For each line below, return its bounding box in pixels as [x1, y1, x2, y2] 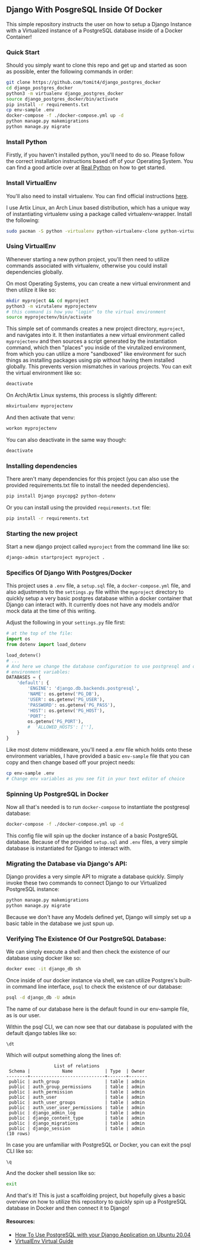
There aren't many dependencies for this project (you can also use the [6, 476, 179, 483]
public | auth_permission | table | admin [8, 1089, 145, 1095]
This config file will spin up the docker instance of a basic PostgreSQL [6, 832, 179, 839]
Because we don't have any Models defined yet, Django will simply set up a [6, 913, 192, 920]
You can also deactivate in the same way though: [6, 436, 127, 443]
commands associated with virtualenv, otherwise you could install [6, 262, 168, 269]
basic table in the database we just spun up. [6, 920, 114, 927]
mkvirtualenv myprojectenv [6, 403, 73, 410]
